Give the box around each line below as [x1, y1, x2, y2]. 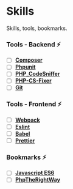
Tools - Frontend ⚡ [6, 100, 62, 108]
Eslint [15, 123, 30, 130]
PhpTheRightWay [15, 176, 61, 183]
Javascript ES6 [15, 169, 55, 177]
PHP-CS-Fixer [15, 77, 52, 84]
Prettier [15, 137, 35, 144]
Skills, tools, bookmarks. [6, 24, 68, 32]
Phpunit [15, 63, 36, 71]
